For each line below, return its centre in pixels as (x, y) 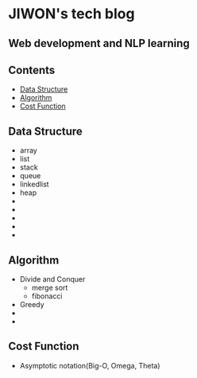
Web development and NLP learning (99, 43)
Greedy (32, 305)
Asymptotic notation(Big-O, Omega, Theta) (90, 365)
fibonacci (47, 296)
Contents (32, 70)
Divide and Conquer (52, 279)
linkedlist (34, 185)
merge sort (50, 288)
